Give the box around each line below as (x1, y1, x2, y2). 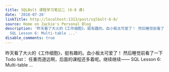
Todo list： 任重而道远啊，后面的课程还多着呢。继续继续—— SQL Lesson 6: (5, 56, 161, 62)
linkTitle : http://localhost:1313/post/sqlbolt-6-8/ (5, 17, 118, 22)
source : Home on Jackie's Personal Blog (5, 21, 92, 27)
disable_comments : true (5, 36, 55, 41)
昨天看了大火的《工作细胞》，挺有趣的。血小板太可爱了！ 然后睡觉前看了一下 (5, 50, 163, 56)
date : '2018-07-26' (5, 12, 46, 17)
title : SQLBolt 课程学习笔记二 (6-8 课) (5, 7, 85, 13)
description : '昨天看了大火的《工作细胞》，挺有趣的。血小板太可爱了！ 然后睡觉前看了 (5, 26, 164, 31)
